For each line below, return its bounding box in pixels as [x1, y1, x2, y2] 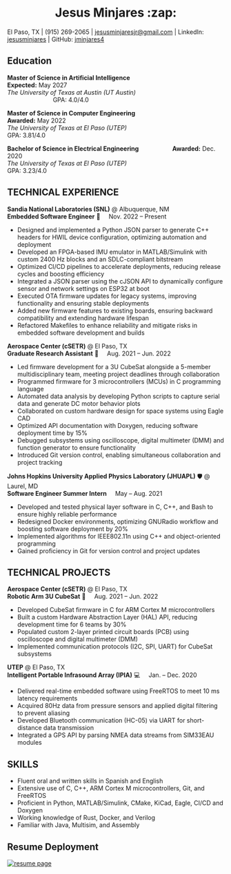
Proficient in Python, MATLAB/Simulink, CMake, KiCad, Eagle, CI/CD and [17, 799, 224, 807]
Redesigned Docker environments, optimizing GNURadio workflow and [17, 517, 219, 526]
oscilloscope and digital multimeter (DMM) [17, 635, 138, 644]
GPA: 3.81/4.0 [7, 131, 46, 139]
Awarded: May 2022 [7, 116, 67, 124]
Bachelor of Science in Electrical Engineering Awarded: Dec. [7, 144, 216, 153]
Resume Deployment [7, 841, 99, 853]
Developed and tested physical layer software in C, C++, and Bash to [17, 503, 214, 511]
